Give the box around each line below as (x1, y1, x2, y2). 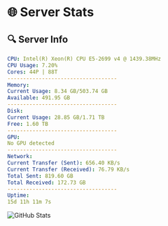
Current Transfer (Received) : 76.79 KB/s (7, 166, 130, 173)
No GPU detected (7, 140, 55, 147)
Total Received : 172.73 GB (7, 179, 86, 186)
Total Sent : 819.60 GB (7, 172, 73, 179)
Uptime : (7, 192, 30, 199)
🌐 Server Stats (7, 4, 94, 20)
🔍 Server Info (7, 33, 69, 45)
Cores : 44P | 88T (7, 68, 58, 76)
